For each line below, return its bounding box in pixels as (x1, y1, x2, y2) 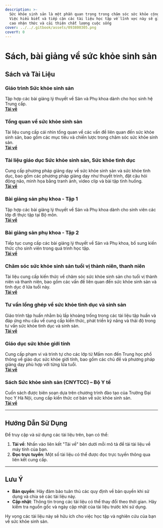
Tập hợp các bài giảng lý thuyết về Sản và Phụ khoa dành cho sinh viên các (5, 206, 156, 212)
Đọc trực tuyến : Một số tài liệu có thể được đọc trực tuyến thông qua (12, 452, 150, 457)
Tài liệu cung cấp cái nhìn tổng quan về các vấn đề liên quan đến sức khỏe (5, 129, 154, 135)
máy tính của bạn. (12, 446, 48, 453)
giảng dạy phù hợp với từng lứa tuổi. (5, 361, 77, 367)
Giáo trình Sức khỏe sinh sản (5, 85, 74, 91)
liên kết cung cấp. (12, 457, 48, 463)
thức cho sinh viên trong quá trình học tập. (5, 245, 91, 251)
